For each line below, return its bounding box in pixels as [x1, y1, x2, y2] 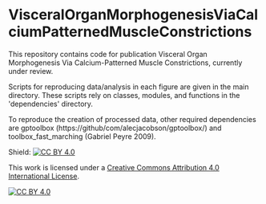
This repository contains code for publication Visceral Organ [8, 49, 208, 59]
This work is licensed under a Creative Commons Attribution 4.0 [8, 162, 220, 172]
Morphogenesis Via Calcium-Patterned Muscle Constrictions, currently [8, 58, 243, 67]
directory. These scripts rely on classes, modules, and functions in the [8, 90, 240, 100]
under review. [8, 66, 54, 75]
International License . [8, 171, 80, 181]
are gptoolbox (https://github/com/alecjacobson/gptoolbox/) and [8, 123, 222, 133]
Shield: [8, 147, 31, 157]
